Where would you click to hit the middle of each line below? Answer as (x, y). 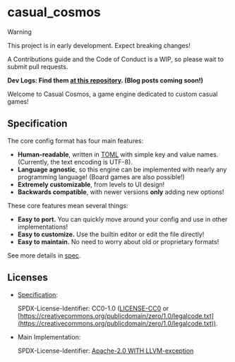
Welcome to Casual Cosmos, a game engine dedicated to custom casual (113, 94)
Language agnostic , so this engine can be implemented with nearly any (122, 169)
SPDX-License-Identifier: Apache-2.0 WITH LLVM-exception (106, 351)
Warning (19, 32)
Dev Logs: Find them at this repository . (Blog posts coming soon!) (105, 80)
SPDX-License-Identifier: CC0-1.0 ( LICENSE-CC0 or (93, 308)
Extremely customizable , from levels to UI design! (91, 184)
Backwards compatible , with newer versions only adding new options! (121, 192)
